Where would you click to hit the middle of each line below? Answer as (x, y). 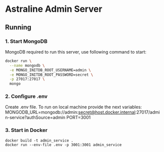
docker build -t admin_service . (39, 140)
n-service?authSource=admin (35, 118)
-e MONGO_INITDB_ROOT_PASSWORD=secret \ (51, 75)
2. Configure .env (26, 96)
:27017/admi (148, 112)
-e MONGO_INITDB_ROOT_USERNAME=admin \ (50, 70)
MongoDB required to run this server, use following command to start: (76, 52)
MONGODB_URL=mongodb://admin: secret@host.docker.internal (70, 112)
